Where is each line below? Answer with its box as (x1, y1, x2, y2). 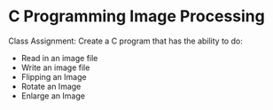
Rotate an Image (20, 81, 82, 91)
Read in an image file (20, 52, 98, 63)
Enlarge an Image (20, 90, 86, 101)
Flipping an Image (20, 71, 87, 82)
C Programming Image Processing (8, 6, 265, 27)
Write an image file (20, 62, 90, 73)
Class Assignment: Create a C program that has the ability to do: (8, 35, 243, 46)
